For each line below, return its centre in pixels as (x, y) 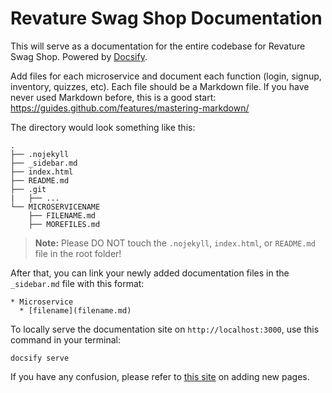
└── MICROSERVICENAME (55, 207)
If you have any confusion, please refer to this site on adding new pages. (160, 376)
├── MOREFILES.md (64, 224)
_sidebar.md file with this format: (77, 283)
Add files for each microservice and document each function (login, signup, (166, 76)
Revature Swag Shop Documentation (166, 18)
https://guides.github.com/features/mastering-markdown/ (130, 108)
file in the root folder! (78, 253)
